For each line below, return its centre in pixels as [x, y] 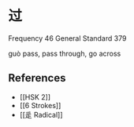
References [37, 78]
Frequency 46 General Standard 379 [67, 38]
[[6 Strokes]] [40, 105]
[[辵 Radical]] [41, 114]
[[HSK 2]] [35, 97]
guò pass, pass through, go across [65, 53]
